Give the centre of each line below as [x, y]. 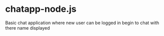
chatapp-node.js [41, 9]
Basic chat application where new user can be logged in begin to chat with [82, 23]
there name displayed [28, 28]
